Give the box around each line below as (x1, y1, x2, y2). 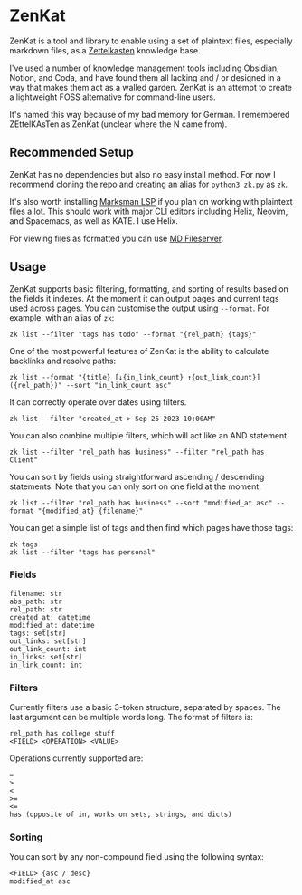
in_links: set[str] (9, 652, 83, 661)
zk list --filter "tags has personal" (9, 547, 156, 557)
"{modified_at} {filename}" (37, 506, 144, 515)
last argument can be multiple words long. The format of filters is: (9, 712, 253, 723)
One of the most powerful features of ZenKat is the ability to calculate (9, 345, 269, 356)
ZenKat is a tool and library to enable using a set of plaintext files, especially (9, 35, 293, 46)
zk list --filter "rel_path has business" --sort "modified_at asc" (9, 498, 273, 507)
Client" (9, 455, 39, 465)
